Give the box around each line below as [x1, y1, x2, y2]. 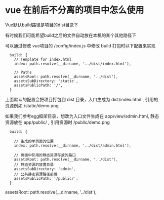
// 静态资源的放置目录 [14, 162, 54, 167]
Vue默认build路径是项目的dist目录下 [5, 22, 79, 28]
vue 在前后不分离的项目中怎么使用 [5, 4, 144, 16]
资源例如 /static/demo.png [5, 102, 59, 109]
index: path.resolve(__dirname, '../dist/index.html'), [14, 61, 132, 66]
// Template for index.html [14, 57, 72, 62]
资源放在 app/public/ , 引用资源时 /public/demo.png [5, 119, 110, 125]
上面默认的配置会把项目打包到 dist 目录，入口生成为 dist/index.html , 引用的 [5, 96, 158, 102]
